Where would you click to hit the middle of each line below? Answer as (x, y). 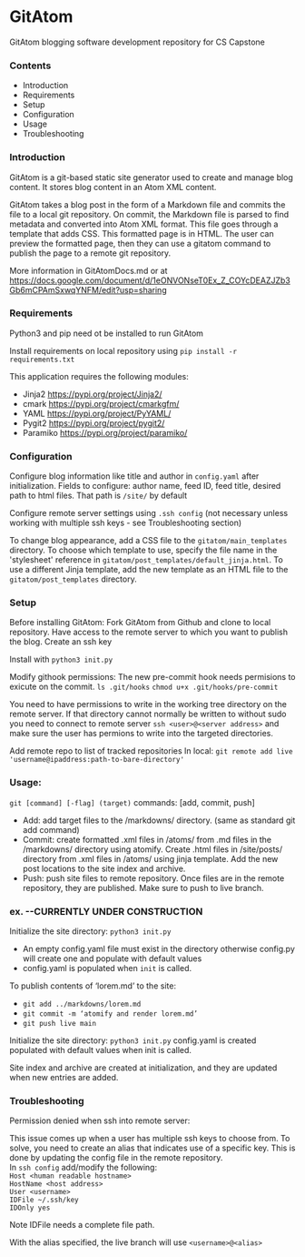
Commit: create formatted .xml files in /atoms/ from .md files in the (147, 839)
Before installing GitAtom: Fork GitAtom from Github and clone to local (140, 623)
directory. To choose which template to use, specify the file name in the (143, 550)
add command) (51, 829)
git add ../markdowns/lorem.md (82, 1004)
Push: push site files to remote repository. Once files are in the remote (153, 878)
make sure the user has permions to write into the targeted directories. (142, 734)
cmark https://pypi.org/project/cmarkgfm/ (101, 403)
